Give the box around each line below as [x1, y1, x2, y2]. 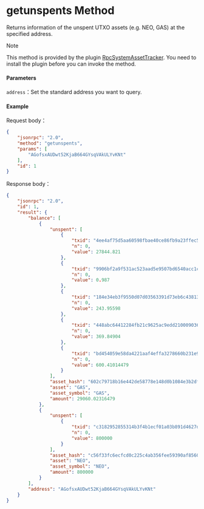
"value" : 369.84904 [71, 333, 121, 340]
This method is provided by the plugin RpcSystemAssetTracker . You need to [6, 53, 197, 61]
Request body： [6, 117, 47, 125]
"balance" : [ [28, 215, 61, 221]
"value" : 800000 [71, 435, 113, 441]
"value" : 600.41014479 [71, 362, 129, 368]
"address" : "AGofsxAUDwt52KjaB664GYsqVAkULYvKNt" [28, 486, 156, 492]
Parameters [6, 74, 36, 81]
